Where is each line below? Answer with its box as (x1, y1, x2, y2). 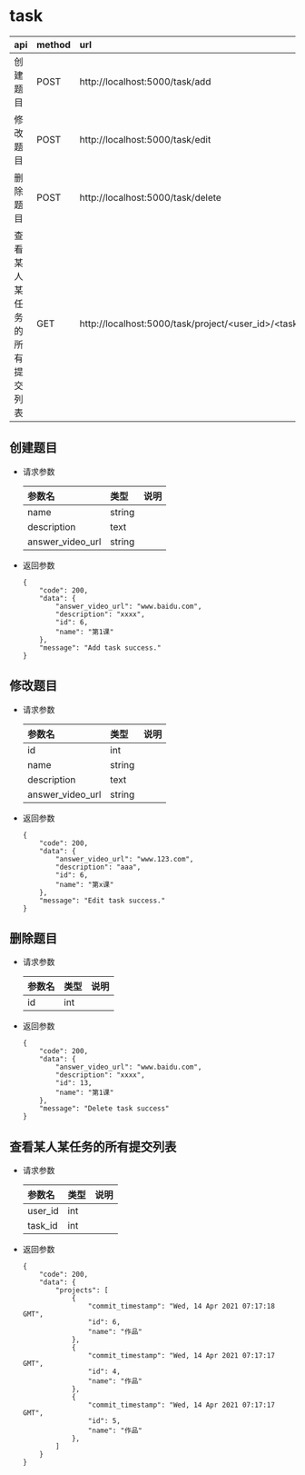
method (35, 38, 71, 51)
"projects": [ (55, 1286, 109, 1295)
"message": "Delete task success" (39, 1104, 170, 1113)
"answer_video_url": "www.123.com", (55, 854, 194, 863)
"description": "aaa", (55, 862, 142, 872)
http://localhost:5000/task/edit (79, 133, 212, 145)
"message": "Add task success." (39, 643, 162, 653)
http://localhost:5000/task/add (79, 75, 212, 87)
